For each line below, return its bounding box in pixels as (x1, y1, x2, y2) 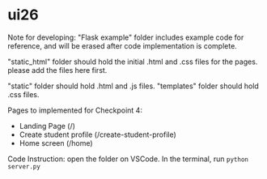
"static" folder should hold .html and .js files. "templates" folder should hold (7, 81, 260, 91)
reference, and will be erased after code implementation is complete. (7, 40, 238, 50)
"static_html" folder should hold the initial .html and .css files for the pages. (7, 57, 258, 66)
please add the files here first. (7, 65, 108, 75)
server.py (7, 162, 41, 171)
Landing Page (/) (19, 121, 76, 130)
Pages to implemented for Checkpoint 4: (7, 105, 143, 115)
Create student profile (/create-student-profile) (19, 130, 177, 139)
